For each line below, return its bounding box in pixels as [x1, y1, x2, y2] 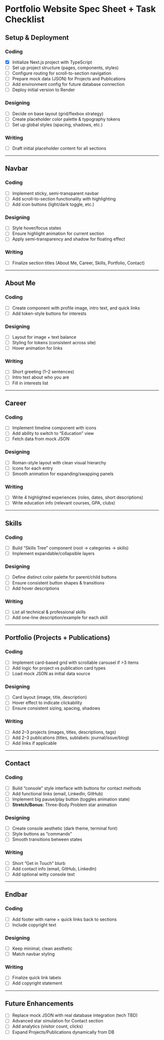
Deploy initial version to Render [12, 87, 75, 93]
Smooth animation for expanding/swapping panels [12, 471, 114, 477]
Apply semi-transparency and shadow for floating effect [12, 236, 125, 242]
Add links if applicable [12, 740, 57, 746]
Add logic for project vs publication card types [12, 665, 106, 671]
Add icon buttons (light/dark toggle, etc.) [12, 201, 94, 207]
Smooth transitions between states [12, 837, 82, 842]
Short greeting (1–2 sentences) [12, 369, 74, 375]
